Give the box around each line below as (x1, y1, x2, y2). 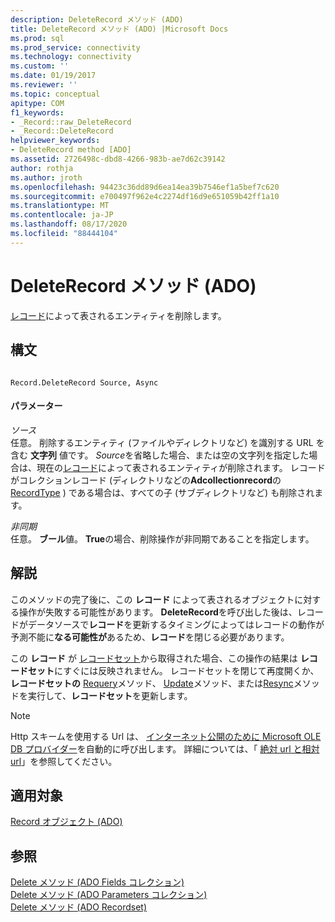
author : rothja (10, 163, 74, 173)
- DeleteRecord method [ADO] (10, 145, 132, 155)
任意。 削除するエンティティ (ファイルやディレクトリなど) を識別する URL (10, 436, 314, 448)
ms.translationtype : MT (10, 201, 110, 211)
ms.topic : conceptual (10, 89, 101, 99)
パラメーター (10, 400, 63, 412)
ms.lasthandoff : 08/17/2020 (10, 219, 128, 230)
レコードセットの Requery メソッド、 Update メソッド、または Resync (10, 677, 294, 689)
